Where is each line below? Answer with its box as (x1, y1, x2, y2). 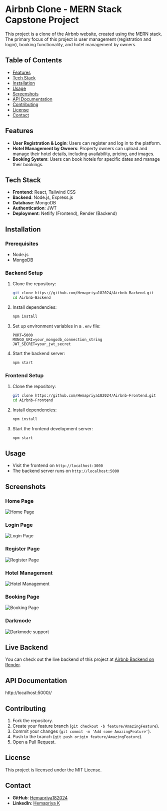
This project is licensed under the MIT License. (5, 767, 102, 773)
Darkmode (5, 617, 31, 624)
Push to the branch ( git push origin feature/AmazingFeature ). (12, 734, 142, 740)
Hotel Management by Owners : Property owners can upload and (12, 145, 147, 151)
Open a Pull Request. (12, 739, 56, 745)
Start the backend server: (12, 350, 65, 356)
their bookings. (12, 161, 44, 167)
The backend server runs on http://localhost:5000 (12, 468, 119, 474)
